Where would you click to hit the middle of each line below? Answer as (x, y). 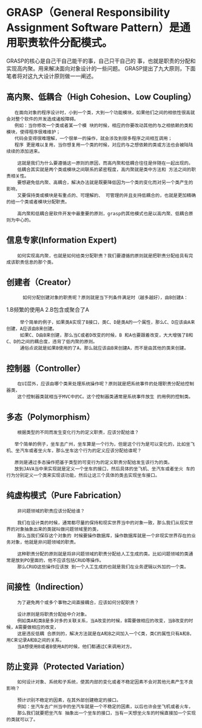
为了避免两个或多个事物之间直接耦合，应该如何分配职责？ (78, 602)
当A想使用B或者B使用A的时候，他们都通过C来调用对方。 (76, 647)
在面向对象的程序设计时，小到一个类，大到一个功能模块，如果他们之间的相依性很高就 (105, 112)
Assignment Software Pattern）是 (93, 28)
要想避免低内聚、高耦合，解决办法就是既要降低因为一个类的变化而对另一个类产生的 (105, 182)
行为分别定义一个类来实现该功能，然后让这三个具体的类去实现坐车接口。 (83, 475)
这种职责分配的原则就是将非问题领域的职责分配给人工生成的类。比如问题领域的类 (103, 554)
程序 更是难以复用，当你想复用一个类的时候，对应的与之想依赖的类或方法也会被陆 (102, 145)
